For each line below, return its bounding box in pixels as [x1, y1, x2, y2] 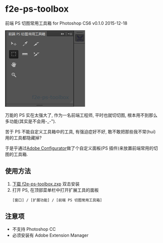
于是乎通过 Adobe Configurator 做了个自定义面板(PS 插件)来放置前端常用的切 [5, 145, 158, 151]
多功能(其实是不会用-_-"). [5, 118, 56, 124]
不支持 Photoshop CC [12, 226, 56, 232]
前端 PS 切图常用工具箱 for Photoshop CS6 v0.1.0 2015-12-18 [5, 20, 128, 26]
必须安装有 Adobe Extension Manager [12, 232, 89, 238]
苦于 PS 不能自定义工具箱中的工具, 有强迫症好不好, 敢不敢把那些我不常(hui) [5, 129, 156, 134]
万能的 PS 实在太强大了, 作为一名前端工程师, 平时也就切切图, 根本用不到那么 [5, 112, 158, 118]
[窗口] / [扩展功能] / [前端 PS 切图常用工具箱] [12, 198, 102, 202]
